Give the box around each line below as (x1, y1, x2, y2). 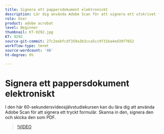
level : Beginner (5, 25, 38, 30)
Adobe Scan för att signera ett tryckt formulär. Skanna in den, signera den (5, 109, 154, 115)
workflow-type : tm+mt (5, 43, 49, 48)
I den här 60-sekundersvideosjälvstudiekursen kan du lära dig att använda (5, 104, 155, 110)
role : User (5, 16, 27, 21)
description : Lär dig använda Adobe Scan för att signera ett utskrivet (5, 12, 156, 17)
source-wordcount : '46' (5, 48, 54, 53)
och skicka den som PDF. (5, 115, 56, 120)
